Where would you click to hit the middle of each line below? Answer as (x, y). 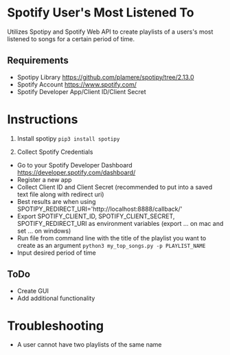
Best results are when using (56, 201)
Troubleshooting (56, 326)
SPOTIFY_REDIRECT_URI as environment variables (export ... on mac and (120, 223)
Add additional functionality (56, 298)
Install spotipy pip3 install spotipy (68, 138)
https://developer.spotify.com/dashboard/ (76, 172)
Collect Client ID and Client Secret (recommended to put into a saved (115, 187)
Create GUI (33, 290)
